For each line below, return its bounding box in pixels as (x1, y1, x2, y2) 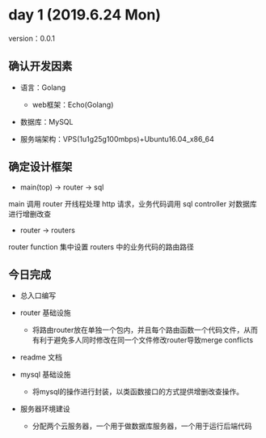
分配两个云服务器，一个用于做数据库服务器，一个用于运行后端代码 (32, 421, 252, 431)
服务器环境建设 (19, 404, 70, 414)
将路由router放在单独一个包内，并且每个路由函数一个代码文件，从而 (32, 325, 259, 335)
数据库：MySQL (19, 117, 74, 126)
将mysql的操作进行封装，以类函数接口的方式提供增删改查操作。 (32, 387, 244, 397)
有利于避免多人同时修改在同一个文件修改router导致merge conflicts (32, 335, 253, 345)
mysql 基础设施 (19, 370, 71, 380)
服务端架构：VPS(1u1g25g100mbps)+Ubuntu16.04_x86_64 (19, 134, 214, 143)
